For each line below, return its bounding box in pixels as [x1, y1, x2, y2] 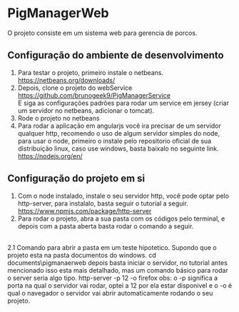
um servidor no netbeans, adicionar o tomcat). [17, 106, 155, 115]
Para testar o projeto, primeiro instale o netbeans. [17, 68, 164, 76]
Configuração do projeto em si [7, 173, 145, 185]
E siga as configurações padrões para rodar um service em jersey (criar [17, 99, 230, 107]
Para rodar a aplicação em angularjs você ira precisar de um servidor [17, 121, 221, 130]
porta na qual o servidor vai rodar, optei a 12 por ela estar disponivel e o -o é [7, 281, 233, 290]
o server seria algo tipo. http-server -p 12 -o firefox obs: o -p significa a [7, 273, 218, 282]
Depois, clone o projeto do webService [17, 84, 133, 92]
